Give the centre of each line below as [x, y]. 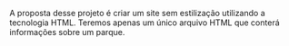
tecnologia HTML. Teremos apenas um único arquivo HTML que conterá [144, 23]
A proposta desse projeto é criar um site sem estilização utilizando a [137, 13]
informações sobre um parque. [67, 32]
